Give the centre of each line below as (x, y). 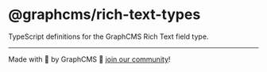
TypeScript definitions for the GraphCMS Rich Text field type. (108, 36)
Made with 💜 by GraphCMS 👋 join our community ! (89, 59)
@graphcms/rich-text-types (104, 15)
